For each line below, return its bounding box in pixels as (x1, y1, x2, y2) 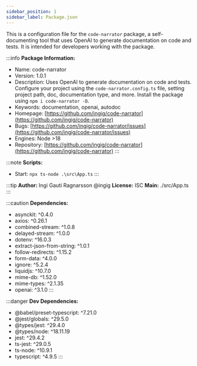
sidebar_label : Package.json (6, 14, 78, 20)
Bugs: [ (14, 122, 32, 129)
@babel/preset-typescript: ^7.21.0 (14, 309, 97, 316)
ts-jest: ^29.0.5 (14, 340, 51, 347)
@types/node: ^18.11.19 (14, 328, 70, 335)
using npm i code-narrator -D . (14, 97, 90, 104)
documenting (6, 37, 38, 44)
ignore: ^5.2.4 (14, 261, 48, 268)
